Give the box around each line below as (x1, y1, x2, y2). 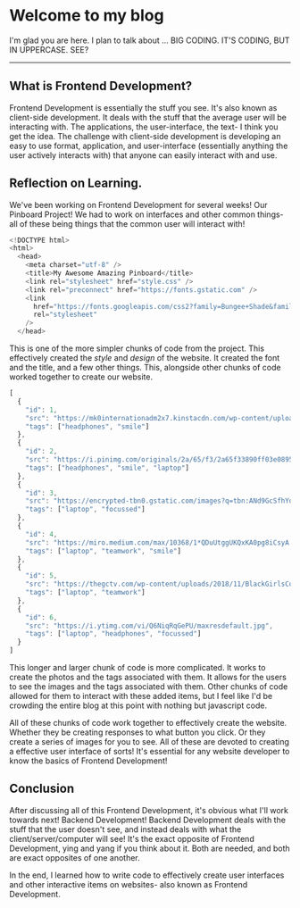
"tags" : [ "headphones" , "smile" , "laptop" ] (25, 463, 190, 472)
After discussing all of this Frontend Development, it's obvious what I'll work (9, 804, 288, 815)
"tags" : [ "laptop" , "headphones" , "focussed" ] (25, 629, 202, 638)
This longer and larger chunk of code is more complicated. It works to (9, 662, 266, 673)
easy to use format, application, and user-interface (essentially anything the (9, 140, 288, 151)
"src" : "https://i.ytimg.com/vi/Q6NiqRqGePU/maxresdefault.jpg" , (25, 621, 274, 630)
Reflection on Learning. (9, 176, 143, 191)
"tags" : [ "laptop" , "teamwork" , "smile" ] (25, 546, 181, 555)
